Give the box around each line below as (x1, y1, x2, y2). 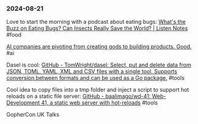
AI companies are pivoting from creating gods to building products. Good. (6, 43, 192, 50)
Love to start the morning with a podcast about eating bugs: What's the (6, 18, 186, 26)
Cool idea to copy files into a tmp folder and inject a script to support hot (6, 86, 189, 93)
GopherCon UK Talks (6, 111, 60, 119)
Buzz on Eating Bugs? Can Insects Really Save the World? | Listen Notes (6, 24, 188, 32)
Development (6, 99, 40, 106)
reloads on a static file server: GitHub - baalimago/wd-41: (6, 93, 151, 100)
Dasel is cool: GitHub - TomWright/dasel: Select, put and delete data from (6, 61, 191, 68)
